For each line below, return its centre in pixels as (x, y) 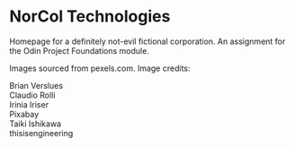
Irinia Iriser (29, 104)
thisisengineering (41, 133)
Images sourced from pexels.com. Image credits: (100, 68)
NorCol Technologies (90, 17)
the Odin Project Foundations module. (80, 50)
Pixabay (24, 114)
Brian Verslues (36, 85)
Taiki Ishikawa (35, 124)
